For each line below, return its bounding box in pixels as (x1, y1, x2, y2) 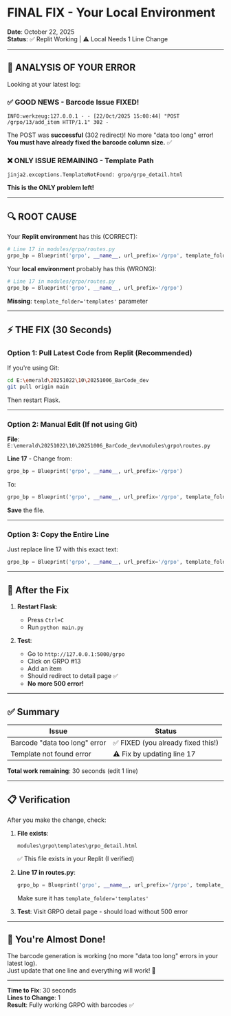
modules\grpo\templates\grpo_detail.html (16, 842, 137, 849)
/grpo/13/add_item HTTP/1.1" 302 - (7, 119, 109, 126)
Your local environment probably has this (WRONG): (7, 264, 157, 273)
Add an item (27, 664, 62, 673)
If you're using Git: (7, 363, 60, 372)
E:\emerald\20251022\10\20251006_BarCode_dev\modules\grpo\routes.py (7, 443, 211, 449)
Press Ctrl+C (27, 616, 64, 624)
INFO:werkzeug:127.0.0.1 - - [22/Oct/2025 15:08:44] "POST (7, 113, 180, 120)
